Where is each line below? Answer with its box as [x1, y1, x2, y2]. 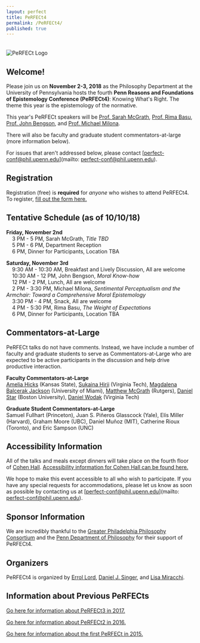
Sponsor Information [6, 512, 85, 522]
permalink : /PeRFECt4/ [6, 20, 63, 26]
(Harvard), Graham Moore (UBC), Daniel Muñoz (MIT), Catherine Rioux [6, 418, 180, 425]
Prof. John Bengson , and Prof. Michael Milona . [6, 120, 121, 127]
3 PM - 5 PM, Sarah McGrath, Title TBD [11, 235, 109, 242]
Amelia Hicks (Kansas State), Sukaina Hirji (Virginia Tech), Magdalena [6, 381, 177, 388]
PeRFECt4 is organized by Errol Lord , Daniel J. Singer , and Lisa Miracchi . [6, 573, 185, 581]
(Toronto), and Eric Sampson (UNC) [6, 424, 94, 431]
